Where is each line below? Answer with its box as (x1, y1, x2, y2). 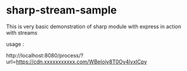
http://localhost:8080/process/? (6, 52, 84, 59)
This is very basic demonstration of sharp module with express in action (6, 23, 182, 30)
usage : (6, 40, 25, 48)
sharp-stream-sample (6, 4, 117, 17)
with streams (6, 29, 38, 36)
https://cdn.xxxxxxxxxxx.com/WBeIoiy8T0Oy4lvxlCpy (15, 58, 147, 65)
